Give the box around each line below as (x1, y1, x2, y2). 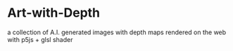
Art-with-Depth (7, 5, 101, 21)
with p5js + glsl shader (7, 35, 73, 43)
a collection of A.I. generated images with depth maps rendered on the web (7, 28, 227, 36)
